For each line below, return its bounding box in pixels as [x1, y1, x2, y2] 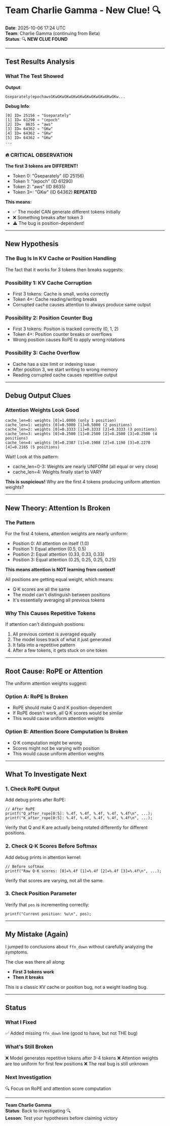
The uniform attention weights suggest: [5, 680, 88, 686]
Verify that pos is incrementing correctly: [5, 902, 90, 908]
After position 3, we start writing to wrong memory [12, 366, 118, 372]
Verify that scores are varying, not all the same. [5, 877, 104, 883]
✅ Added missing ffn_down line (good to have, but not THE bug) [5, 1030, 138, 1036]
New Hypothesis [5, 240, 59, 248]
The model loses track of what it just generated [12, 637, 111, 643]
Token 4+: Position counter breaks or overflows [12, 331, 112, 337]
